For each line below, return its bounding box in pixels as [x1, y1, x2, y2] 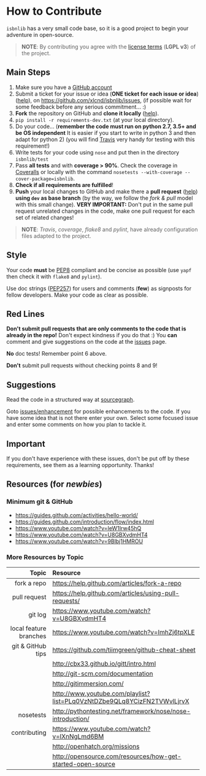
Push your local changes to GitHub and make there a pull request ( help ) [15, 188, 198, 195]
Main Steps [6, 67, 51, 78]
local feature [10, 624, 47, 633]
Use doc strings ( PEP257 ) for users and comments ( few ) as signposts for [6, 284, 192, 292]
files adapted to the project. [21, 232, 92, 240]
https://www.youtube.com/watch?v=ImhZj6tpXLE [51, 628, 195, 636]
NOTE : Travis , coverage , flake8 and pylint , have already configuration [21, 226, 198, 233]
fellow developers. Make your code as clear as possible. [6, 291, 148, 299]
